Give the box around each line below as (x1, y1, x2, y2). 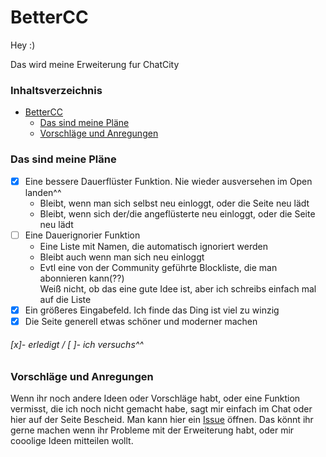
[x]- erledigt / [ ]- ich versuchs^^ (10, 339, 144, 351)
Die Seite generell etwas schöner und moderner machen (24, 315, 258, 327)
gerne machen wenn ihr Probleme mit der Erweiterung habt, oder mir (10, 424, 295, 436)
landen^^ (24, 186, 62, 198)
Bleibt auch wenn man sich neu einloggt (39, 251, 205, 263)
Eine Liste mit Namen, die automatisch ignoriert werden (39, 240, 269, 252)
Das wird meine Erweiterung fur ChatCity (10, 58, 180, 70)
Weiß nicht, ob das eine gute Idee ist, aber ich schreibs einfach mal (39, 282, 317, 295)
